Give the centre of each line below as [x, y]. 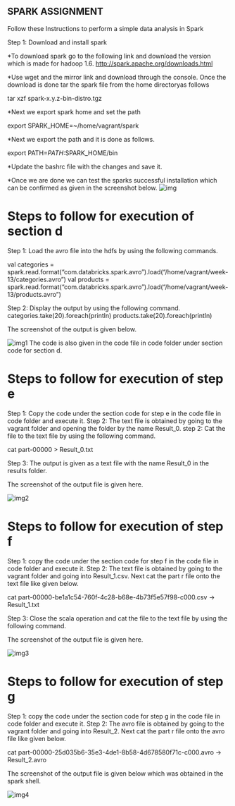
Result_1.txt [24, 604]
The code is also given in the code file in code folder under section [126, 343]
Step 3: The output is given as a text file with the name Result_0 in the [108, 463]
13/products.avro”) [34, 294]
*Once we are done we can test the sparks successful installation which [112, 180]
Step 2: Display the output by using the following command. [94, 308]
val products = [89, 279]
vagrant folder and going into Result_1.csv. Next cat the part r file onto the [114, 576]
